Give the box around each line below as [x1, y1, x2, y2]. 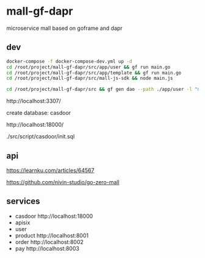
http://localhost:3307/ [6, 98, 61, 105]
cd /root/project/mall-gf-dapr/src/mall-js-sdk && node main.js [6, 75, 173, 82]
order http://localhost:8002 [15, 238, 84, 245]
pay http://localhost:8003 [15, 245, 79, 252]
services [6, 196, 41, 207]
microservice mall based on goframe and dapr [6, 24, 123, 32]
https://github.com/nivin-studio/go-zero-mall [6, 178, 120, 185]
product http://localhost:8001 [15, 232, 89, 239]
